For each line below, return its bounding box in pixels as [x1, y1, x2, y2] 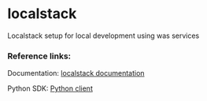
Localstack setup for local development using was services [7, 31, 200, 40]
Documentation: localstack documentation [7, 69, 145, 78]
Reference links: [7, 50, 72, 62]
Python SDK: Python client [7, 84, 94, 93]
